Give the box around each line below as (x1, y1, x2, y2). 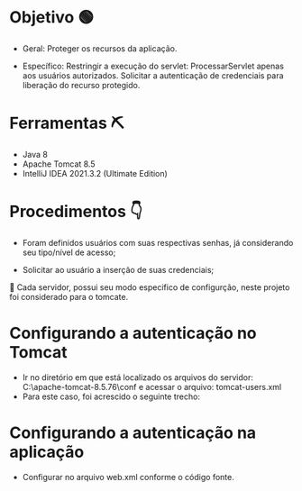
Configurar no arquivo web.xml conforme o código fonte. (22, 471, 234, 482)
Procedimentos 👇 (9, 202, 142, 222)
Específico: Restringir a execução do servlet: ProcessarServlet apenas (22, 60, 284, 71)
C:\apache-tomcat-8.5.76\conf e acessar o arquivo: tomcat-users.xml (22, 381, 282, 392)
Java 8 (22, 149, 48, 159)
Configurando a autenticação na (9, 423, 257, 442)
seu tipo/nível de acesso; (22, 247, 116, 258)
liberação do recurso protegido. (22, 79, 141, 90)
